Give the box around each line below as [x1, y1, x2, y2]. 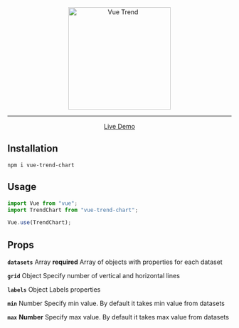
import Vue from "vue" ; [7, 199, 78, 207]
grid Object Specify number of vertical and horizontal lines [7, 272, 180, 280]
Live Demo [104, 122, 135, 130]
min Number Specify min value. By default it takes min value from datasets [7, 299, 225, 308]
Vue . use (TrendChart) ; [7, 219, 72, 226]
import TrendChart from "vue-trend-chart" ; [7, 206, 139, 213]
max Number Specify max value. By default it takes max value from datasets [7, 313, 230, 322]
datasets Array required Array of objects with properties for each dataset [7, 258, 223, 266]
